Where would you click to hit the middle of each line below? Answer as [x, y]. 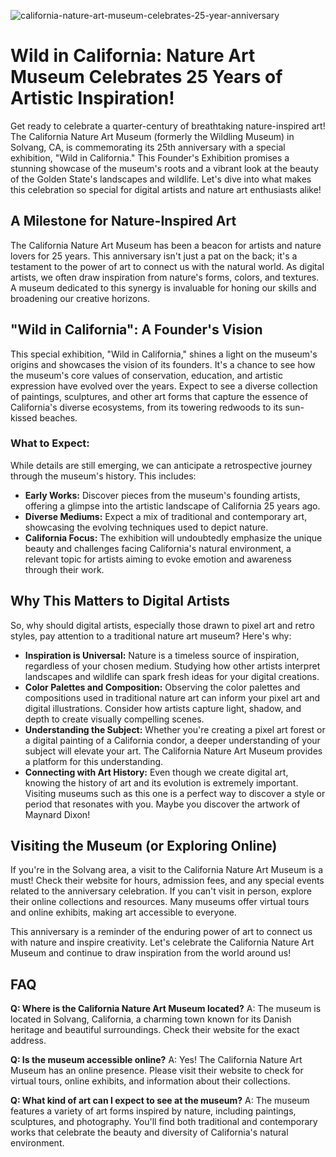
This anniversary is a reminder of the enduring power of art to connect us [161, 932]
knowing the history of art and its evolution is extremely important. [161, 782]
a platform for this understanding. [94, 761]
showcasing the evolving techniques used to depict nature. [146, 527]
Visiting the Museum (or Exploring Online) [144, 846]
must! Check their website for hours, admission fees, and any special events [167, 881]
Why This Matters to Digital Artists [120, 601]
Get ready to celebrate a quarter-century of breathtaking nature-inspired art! [168, 126]
